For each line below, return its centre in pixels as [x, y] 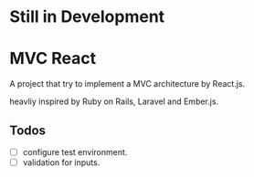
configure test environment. [75, 151]
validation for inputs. [61, 162]
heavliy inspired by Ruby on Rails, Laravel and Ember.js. [114, 101]
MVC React [53, 59]
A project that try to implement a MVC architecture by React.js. [127, 84]
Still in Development [87, 17]
